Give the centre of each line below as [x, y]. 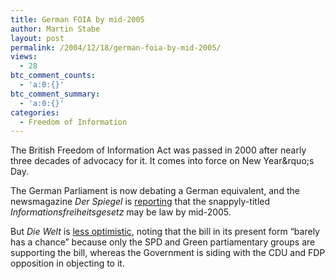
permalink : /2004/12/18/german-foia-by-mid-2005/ [116, 47]
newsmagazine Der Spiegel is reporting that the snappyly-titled [140, 202]
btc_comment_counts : [53, 76]
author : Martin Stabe [55, 29]
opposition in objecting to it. [67, 263]
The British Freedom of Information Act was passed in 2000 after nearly [158, 150]
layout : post [37, 38]
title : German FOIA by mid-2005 [77, 19]
